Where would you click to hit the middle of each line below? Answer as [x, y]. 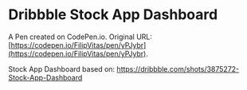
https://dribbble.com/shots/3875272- [178, 68]
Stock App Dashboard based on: [62, 68]
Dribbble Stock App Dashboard [113, 15]
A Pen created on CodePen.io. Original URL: [80, 37]
